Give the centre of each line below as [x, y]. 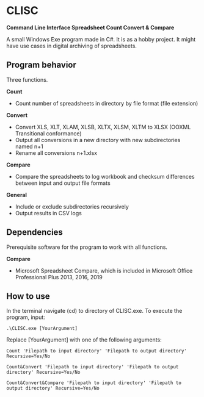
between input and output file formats [63, 183]
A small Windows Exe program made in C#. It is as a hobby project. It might [101, 39]
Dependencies [35, 232]
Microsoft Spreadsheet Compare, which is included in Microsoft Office [104, 270]
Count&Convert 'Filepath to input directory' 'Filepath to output [93, 367]
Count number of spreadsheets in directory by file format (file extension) [107, 103]
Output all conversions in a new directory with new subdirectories [98, 140]
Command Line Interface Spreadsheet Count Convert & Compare [90, 27]
